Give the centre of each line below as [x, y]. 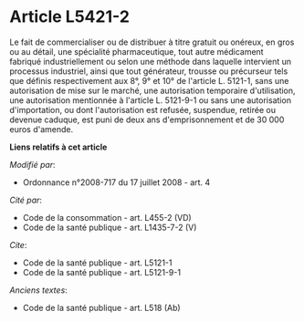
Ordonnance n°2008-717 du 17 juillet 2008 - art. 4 [116, 182]
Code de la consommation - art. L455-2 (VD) [107, 217]
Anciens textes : [39, 290]
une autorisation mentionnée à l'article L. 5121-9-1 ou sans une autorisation [151, 100]
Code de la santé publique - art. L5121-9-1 [101, 272]
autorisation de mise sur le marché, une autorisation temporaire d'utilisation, [152, 90]
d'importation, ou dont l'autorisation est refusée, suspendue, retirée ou [143, 109]
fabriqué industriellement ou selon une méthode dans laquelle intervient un [151, 61]
